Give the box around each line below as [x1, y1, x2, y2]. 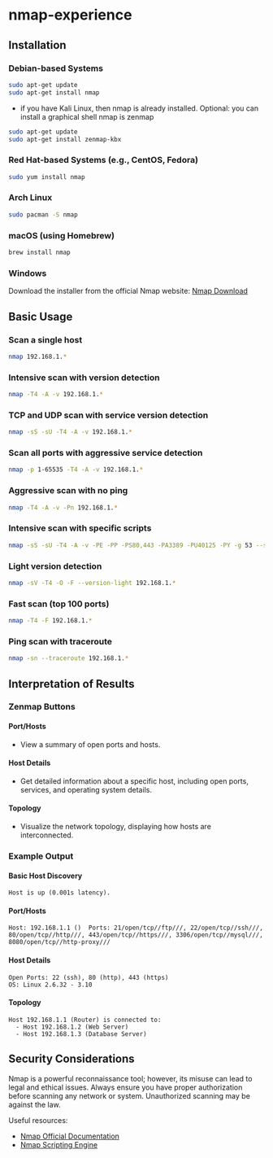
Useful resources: [8, 1115, 68, 1125]
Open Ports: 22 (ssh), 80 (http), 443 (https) [8, 973, 169, 981]
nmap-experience [8, 6, 132, 24]
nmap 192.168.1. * [8, 352, 67, 361]
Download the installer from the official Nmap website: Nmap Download [8, 286, 248, 296]
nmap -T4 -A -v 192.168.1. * [8, 391, 104, 399]
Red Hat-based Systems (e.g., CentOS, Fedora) [8, 155, 199, 166]
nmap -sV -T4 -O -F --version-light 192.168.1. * [8, 579, 176, 587]
